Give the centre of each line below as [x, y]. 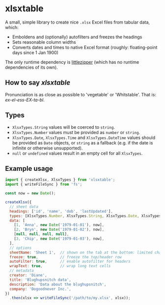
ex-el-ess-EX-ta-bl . [25, 100]
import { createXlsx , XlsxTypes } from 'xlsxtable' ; [60, 180]
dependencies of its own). [31, 67]
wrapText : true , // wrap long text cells [60, 266]
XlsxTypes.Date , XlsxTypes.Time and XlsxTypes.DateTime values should [84, 138]
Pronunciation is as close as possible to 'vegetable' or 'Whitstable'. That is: [81, 94]
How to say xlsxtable [38, 83]
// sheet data [24, 207]
